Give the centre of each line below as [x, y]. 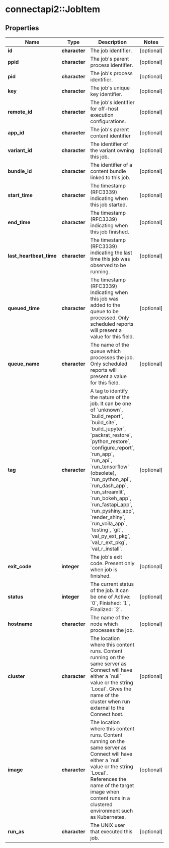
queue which [106, 351]
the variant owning [112, 150]
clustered [101, 804]
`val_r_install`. [106, 549]
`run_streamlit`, [108, 492]
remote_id [20, 112]
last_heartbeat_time [32, 256]
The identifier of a [111, 165]
